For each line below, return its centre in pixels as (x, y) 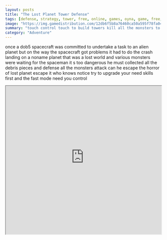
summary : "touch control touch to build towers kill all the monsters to (83, 28)
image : (12, 24)
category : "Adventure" (28, 33)
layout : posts (20, 10)
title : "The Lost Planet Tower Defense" (47, 14)
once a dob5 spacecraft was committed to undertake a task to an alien (77, 47)
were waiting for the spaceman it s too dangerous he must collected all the (81, 63)
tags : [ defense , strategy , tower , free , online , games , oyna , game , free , (84, 19)
